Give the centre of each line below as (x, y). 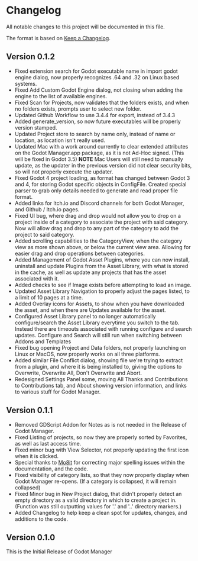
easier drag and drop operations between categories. (79, 253)
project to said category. (45, 234)
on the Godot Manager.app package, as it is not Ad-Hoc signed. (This (99, 153)
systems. (26, 83)
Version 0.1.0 (31, 537)
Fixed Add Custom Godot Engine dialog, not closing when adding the (99, 90)
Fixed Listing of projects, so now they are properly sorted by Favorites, (101, 437)
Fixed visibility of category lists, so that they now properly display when (102, 475)
